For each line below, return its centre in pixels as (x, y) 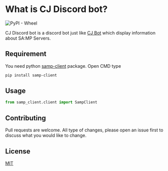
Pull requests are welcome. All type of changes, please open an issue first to (84, 130)
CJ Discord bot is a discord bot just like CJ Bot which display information (80, 33)
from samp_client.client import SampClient (51, 102)
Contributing (26, 118)
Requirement (26, 54)
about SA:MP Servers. (28, 38)
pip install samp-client (31, 75)
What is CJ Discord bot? (56, 9)
